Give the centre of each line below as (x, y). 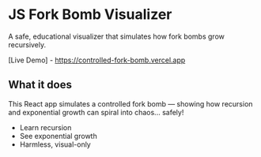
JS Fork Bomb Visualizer (90, 15)
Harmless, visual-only (55, 144)
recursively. (27, 44)
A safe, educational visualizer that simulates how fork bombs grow (117, 36)
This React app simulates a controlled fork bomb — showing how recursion (130, 103)
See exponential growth (58, 136)
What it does (40, 85)
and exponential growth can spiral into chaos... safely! (96, 112)
